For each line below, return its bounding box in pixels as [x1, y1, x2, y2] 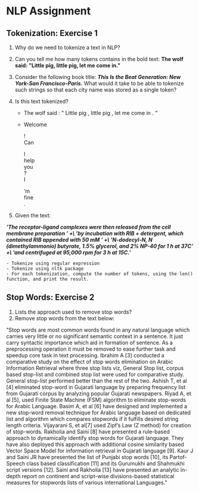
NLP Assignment [6, 4, 91, 18]
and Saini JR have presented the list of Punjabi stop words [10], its [6, 453, 169, 460]
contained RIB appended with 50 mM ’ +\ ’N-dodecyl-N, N [6, 236, 153, 243]
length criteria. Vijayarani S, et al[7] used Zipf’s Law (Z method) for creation [6, 421, 191, 429]
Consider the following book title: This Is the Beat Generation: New [14, 74, 181, 80]
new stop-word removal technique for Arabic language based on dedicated [6, 409, 191, 416]
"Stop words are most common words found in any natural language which [6, 326, 190, 333]
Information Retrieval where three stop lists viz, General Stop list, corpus [6, 364, 184, 372]
